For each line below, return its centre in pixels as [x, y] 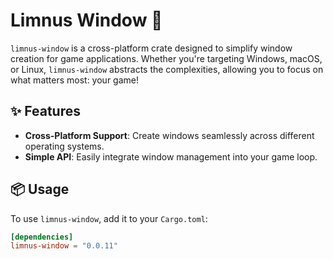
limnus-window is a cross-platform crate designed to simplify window [151, 48]
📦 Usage [40, 189]
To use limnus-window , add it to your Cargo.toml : [109, 218]
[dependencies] [42, 237]
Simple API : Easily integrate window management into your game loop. [171, 156]
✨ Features [45, 111]
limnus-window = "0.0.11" [64, 246]
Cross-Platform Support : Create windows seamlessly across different [169, 135]
